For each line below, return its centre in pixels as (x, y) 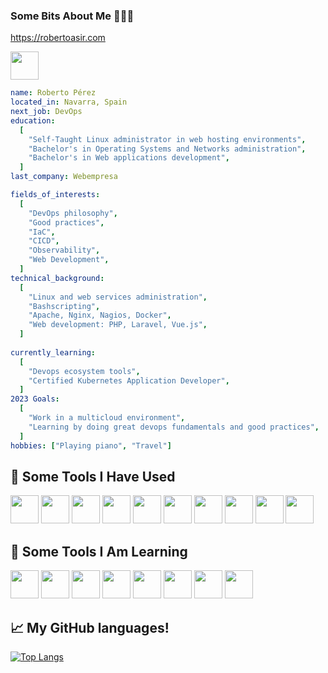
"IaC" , (42, 232)
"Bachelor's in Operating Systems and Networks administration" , (167, 149)
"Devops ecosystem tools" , (84, 371)
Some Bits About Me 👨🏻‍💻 (72, 16)
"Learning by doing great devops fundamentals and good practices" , (174, 427)
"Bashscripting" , (64, 306)
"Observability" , (64, 250)
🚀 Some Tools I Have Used (93, 476)
